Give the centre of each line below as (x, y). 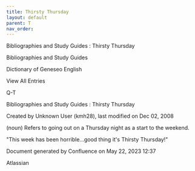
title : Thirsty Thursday (38, 12)
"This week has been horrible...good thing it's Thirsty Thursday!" (87, 140)
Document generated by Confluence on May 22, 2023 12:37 (81, 151)
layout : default (27, 18)
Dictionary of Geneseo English (44, 69)
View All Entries (26, 81)
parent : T (19, 23)
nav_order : (20, 29)
